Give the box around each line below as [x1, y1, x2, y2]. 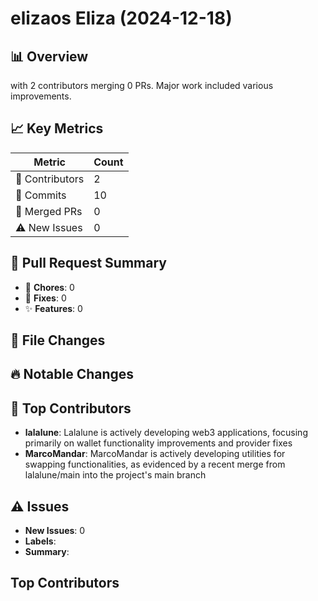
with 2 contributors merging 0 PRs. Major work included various [10, 80, 274, 91]
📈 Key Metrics [10, 120, 104, 137]
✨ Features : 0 [24, 302, 83, 314]
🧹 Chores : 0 [24, 281, 75, 293]
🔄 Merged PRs [15, 204, 83, 218]
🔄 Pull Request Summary [10, 255, 167, 272]
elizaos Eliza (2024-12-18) [10, 7, 233, 30]
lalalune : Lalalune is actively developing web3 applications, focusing [24, 427, 308, 439]
